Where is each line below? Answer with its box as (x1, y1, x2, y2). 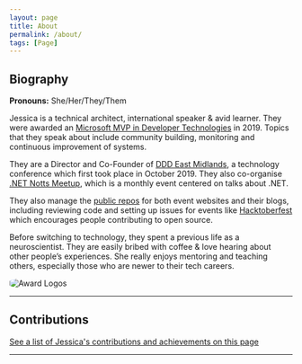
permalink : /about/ (9, 30, 83, 39)
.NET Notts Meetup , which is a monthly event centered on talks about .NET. (9, 178, 289, 189)
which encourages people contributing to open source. (9, 215, 213, 226)
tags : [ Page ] (9, 38, 58, 48)
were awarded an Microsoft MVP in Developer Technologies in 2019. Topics (9, 122, 289, 133)
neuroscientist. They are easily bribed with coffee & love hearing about (9, 242, 271, 253)
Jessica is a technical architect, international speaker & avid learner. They (9, 113, 282, 124)
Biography (9, 71, 69, 86)
